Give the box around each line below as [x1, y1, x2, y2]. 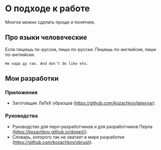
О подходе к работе [5, 3, 90, 14]
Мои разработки [5, 75, 59, 83]
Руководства [5, 112, 38, 119]
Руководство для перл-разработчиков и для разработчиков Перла [12, 124, 153, 129]
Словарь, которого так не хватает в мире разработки [12, 134, 125, 140]
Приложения [5, 89, 38, 96]
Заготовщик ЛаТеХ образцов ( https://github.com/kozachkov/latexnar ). [12, 100, 156, 106]
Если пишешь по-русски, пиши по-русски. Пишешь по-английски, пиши [5, 46, 157, 52]
